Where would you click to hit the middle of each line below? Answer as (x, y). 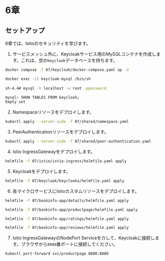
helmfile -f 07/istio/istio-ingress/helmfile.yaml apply (66, 161)
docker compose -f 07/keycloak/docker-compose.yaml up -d (67, 70)
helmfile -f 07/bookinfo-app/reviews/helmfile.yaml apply (67, 228)
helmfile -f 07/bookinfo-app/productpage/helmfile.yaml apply (71, 210)
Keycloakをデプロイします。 (42, 171)
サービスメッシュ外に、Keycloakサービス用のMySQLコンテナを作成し (84, 54)
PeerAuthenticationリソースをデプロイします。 (60, 132)
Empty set (16, 102)
